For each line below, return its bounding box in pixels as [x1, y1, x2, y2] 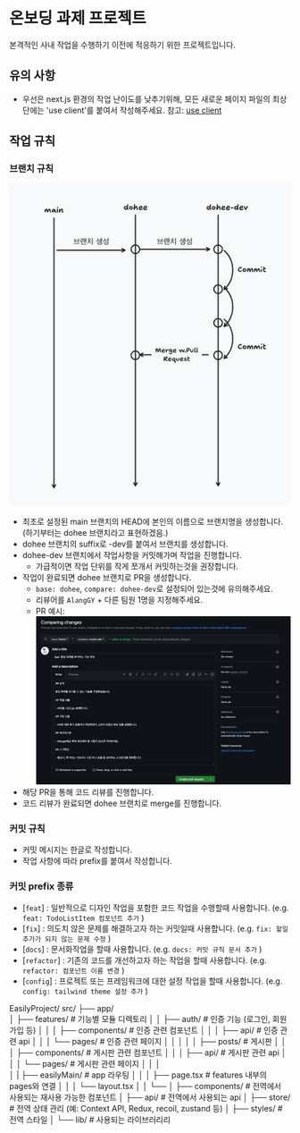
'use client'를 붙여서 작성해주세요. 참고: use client [46, 105, 222, 115]
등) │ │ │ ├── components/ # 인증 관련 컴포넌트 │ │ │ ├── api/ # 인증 [25, 1025, 279, 1036]
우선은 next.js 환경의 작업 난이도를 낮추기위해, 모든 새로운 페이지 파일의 [21, 93, 271, 104]
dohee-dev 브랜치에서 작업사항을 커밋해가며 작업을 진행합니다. [21, 550, 243, 561]
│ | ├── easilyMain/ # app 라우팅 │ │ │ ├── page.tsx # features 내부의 [9, 1070, 268, 1080]
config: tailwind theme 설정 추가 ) [21, 985, 149, 996]
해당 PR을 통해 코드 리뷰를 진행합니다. [21, 787, 154, 798]
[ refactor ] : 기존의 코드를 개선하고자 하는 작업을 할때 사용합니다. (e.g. [21, 954, 267, 966]
